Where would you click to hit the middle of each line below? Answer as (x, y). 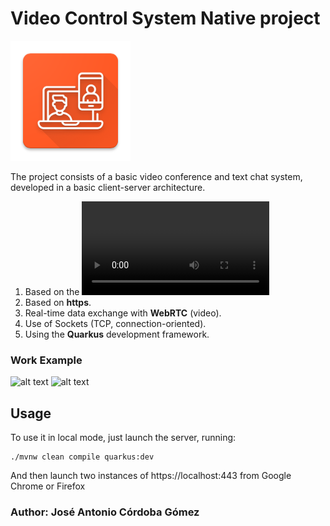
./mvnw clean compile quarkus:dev (82, 457)
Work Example (46, 360)
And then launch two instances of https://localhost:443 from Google (151, 476)
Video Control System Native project (165, 18)
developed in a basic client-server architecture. (108, 187)
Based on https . (58, 302)
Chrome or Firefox (48, 486)
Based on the (52, 291)
